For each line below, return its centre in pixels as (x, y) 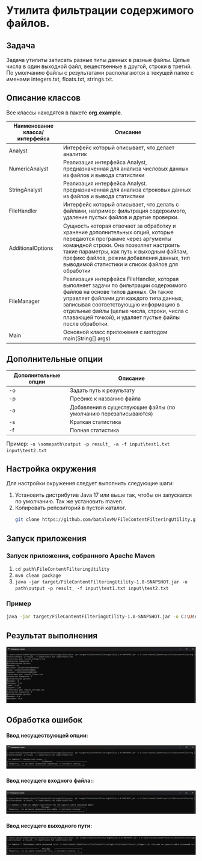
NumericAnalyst (29, 169)
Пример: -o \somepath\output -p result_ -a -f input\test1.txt (88, 444)
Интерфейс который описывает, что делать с (121, 205)
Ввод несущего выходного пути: (49, 826)
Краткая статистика (96, 421)
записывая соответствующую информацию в (121, 304)
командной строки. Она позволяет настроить (121, 245)
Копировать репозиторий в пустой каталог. (70, 508)
